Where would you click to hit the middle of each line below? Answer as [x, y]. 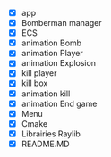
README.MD [45, 144]
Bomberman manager [61, 23]
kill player [39, 73]
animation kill [46, 94]
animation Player [52, 54]
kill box [34, 83]
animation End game [59, 103]
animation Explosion [58, 63]
